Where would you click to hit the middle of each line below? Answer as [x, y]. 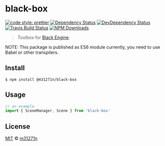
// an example [20, 106]
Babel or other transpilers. [32, 52]
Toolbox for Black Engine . [44, 37]
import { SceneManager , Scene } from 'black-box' [58, 111]
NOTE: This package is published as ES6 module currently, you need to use [83, 47]
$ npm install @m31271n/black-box [41, 79]
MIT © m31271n [21, 139]
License [18, 126]
